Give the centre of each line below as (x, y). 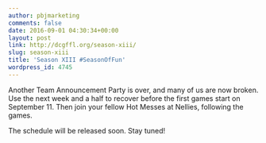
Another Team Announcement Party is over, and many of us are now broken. (133, 90)
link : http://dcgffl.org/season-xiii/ (72, 45)
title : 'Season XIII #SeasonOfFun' (67, 60)
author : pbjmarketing (44, 15)
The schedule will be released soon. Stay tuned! (87, 130)
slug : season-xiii (39, 52)
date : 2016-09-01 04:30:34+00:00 (64, 30)
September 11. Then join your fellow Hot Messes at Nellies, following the (126, 106)
